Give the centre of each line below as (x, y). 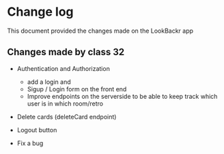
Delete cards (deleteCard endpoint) (67, 117)
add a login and (49, 82)
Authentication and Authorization (64, 68)
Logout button (37, 129)
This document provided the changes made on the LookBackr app (100, 31)
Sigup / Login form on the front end (77, 89)
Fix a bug (30, 143)
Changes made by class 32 (66, 52)
